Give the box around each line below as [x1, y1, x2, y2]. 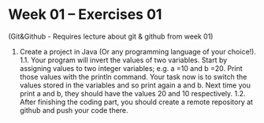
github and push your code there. [19, 105, 128, 115]
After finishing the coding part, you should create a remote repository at [19, 97, 254, 106]
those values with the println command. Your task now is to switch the [19, 72, 247, 81]
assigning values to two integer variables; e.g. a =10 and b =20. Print [19, 63, 243, 73]
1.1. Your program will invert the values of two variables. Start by [19, 55, 228, 65]
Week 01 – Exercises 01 [8, 6, 162, 24]
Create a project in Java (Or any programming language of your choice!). [19, 47, 256, 56]
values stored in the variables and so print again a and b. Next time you [19, 80, 251, 90]
